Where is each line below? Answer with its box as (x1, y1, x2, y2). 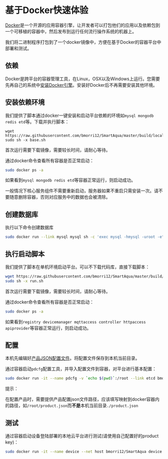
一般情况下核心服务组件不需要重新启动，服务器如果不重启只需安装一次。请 (5, 188, 158, 194)
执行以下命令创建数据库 (5, 224, 53, 231)
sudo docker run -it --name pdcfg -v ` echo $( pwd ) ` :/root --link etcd (5, 376, 155, 381)
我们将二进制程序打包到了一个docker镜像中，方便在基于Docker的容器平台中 (5, 39, 161, 45)
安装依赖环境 (5, 98, 45, 107)
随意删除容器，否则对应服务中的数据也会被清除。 (9, 194, 110, 200)
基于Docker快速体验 (5, 5, 88, 16)
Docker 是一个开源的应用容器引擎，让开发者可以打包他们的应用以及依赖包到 (5, 22, 160, 28)
